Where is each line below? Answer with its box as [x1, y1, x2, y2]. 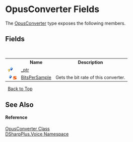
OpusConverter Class [5, 125, 50, 131]
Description [78, 59, 103, 65]
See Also [5, 100, 34, 109]
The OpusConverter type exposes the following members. [5, 20, 126, 26]
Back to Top [7, 86, 33, 92]
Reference [5, 114, 28, 120]
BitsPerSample [21, 74, 51, 80]
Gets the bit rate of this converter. [55, 74, 125, 80]
